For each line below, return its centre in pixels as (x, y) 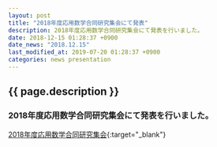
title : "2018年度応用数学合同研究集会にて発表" (78, 23)
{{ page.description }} (64, 92)
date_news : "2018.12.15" (49, 45)
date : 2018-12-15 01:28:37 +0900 (63, 38)
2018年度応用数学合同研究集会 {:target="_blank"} (87, 134)
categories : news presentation (60, 60)
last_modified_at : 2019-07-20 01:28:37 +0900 (84, 52)
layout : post (30, 15)
